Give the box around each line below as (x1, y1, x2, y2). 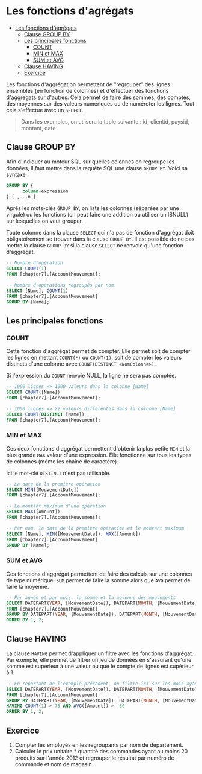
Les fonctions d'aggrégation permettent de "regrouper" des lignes (6, 80, 170, 88)
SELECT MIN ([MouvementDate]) (6, 487, 79, 493)
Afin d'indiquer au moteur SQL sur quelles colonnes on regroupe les (6, 158, 175, 165)
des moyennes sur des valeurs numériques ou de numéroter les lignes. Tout (6, 100, 195, 107)
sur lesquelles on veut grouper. (6, 217, 83, 224)
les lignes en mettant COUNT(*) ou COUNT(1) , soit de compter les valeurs (6, 354, 182, 361)
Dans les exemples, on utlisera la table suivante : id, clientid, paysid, (20, 118, 189, 125)
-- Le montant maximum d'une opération (6, 503, 106, 509)
